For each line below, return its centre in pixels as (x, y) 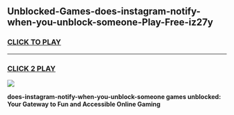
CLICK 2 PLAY (31, 68)
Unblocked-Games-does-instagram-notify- (104, 11)
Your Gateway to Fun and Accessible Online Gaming (84, 104)
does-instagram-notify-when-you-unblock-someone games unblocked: (114, 96)
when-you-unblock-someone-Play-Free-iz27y (110, 23)
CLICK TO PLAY (34, 43)
